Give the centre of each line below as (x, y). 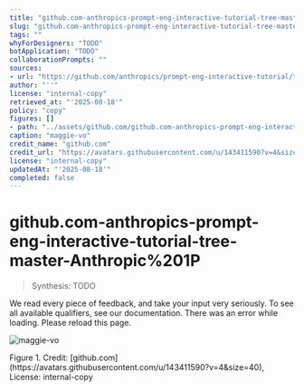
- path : (24, 128)
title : (22, 18)
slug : (19, 26)
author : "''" (34, 85)
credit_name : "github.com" (60, 144)
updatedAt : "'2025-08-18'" (60, 169)
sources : (26, 69)
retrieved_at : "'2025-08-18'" (66, 102)
